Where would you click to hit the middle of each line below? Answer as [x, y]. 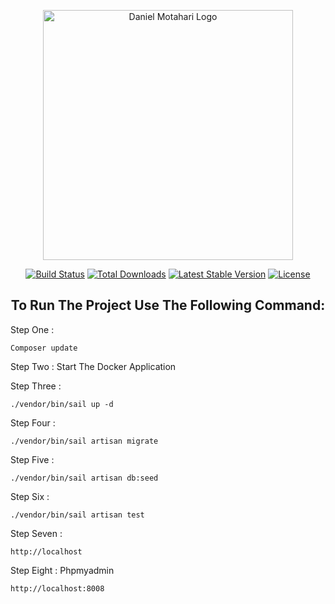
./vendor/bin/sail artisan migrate [84, 441]
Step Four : [33, 422]
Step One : [32, 329]
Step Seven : [36, 533]
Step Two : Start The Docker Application [93, 366]
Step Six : [30, 496]
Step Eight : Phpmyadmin [62, 570]
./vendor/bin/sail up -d [62, 404]
